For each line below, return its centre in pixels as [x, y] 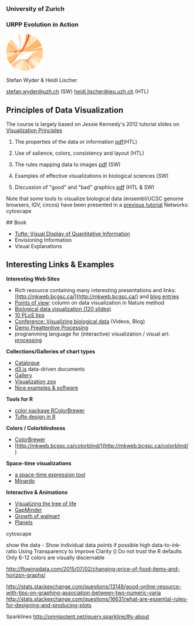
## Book [16, 222]
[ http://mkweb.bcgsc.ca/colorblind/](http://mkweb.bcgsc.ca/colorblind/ [102, 445]
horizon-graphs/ [26, 575]
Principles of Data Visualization [65, 110]
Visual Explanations [38, 246]
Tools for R [20, 399]
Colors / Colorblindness [36, 428]
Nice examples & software [46, 388]
